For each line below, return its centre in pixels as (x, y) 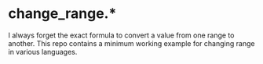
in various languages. (43, 52)
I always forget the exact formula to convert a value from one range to (121, 35)
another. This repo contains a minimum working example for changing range (131, 43)
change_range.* (62, 14)
